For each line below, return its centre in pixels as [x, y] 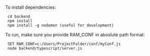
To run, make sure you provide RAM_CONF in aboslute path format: [75, 35]
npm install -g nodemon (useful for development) [61, 25]
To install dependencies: [31, 7]
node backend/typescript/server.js [45, 48]
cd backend [19, 17]
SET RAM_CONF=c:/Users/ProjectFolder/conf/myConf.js [64, 44]
